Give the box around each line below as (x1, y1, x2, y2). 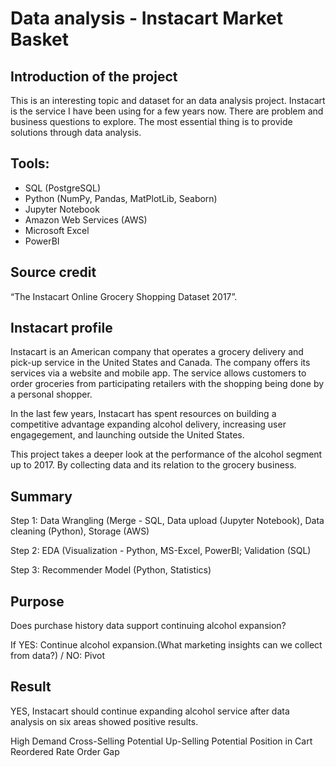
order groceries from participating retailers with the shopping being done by (10, 378, 325, 390)
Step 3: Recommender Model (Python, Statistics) (10, 564, 212, 576)
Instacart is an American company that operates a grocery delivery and (10, 346, 304, 358)
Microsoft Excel (24, 224, 90, 236)
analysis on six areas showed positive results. (10, 715, 199, 727)
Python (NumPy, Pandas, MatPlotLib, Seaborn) (24, 192, 218, 204)
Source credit (10, 264, 97, 281)
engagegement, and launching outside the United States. (10, 429, 245, 441)
